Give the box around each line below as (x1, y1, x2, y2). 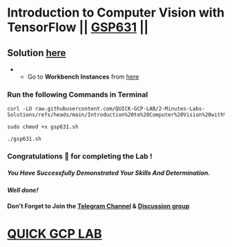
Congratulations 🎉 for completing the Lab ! (7, 152, 153, 161)
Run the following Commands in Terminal (7, 90, 148, 99)
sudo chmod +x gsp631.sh (7, 123, 79, 130)
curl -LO (7, 106, 32, 112)
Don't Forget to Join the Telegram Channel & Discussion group (7, 201, 190, 210)
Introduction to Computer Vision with (7, 5, 225, 21)
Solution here (7, 47, 66, 59)
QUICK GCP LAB (7, 226, 102, 241)
